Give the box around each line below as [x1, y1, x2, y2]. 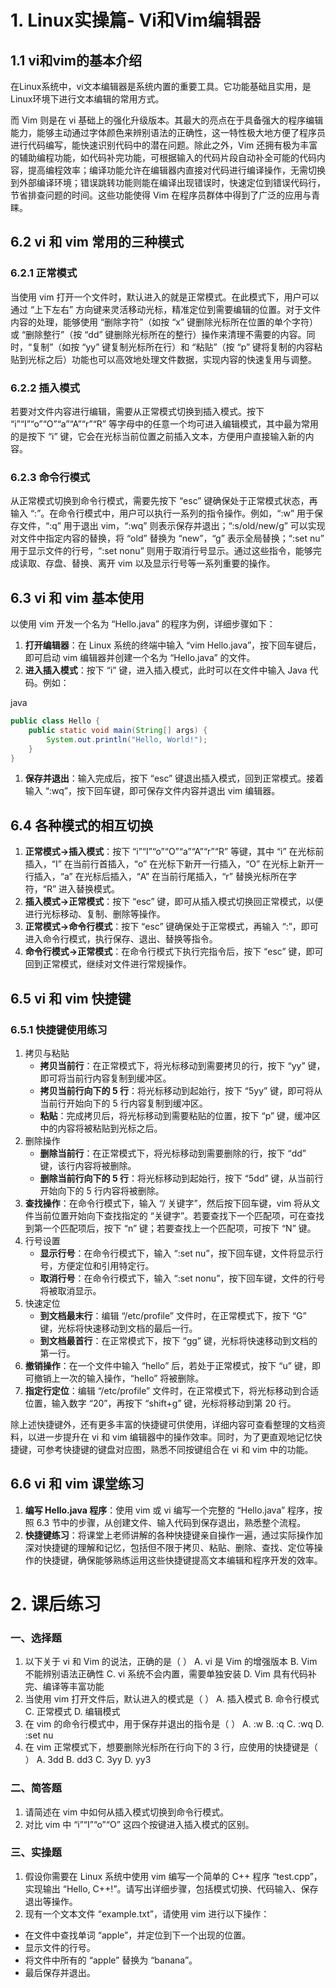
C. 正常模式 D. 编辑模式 [24, 1706, 121, 1718]
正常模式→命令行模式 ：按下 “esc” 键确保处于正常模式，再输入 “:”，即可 [24, 921, 319, 933]
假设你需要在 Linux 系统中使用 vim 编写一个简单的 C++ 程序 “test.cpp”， [24, 1870, 323, 1882]
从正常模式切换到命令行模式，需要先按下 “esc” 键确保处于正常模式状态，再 [10, 495, 318, 507]
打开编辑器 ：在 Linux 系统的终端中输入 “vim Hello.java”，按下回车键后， [24, 639, 322, 651]
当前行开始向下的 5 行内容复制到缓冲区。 [39, 1097, 208, 1109]
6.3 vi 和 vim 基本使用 [10, 589, 145, 606]
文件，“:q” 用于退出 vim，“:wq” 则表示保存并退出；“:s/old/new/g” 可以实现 [18, 520, 326, 532]
